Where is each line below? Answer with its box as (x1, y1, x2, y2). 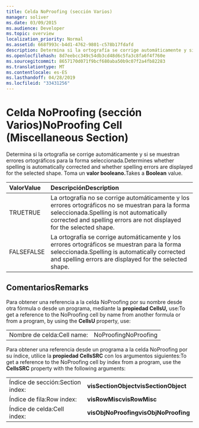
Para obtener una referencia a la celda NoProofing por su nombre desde (6, 298, 182, 305)
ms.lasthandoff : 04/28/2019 (6, 75, 76, 81)
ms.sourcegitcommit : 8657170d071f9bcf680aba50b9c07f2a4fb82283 (6, 58, 166, 64)
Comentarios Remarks (6, 283, 89, 293)
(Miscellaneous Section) (6, 131, 129, 145)
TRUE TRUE (9, 208, 41, 216)
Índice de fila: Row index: (9, 395, 77, 403)
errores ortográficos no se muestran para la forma (50, 201, 190, 209)
